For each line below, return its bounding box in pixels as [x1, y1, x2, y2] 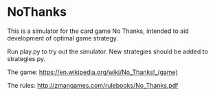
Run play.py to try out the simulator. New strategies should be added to [7, 47, 208, 56]
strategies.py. [7, 54, 46, 62]
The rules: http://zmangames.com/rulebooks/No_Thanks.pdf [7, 81, 179, 89]
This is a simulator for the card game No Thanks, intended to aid [7, 27, 189, 35]
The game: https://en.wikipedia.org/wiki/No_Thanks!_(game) [7, 68, 179, 76]
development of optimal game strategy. [7, 34, 119, 42]
